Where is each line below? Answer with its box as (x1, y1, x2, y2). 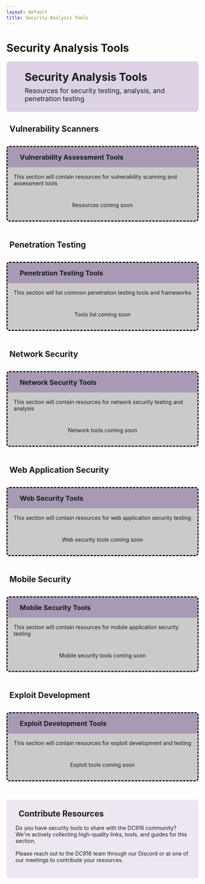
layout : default (6, 9, 48, 15)
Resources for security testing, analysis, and (24, 86, 165, 95)
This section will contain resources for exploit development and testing (13, 740, 192, 747)
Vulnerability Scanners (9, 124, 99, 135)
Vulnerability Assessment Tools (20, 153, 124, 162)
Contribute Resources (18, 809, 104, 819)
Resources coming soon (72, 201, 133, 209)
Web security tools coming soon (62, 536, 143, 543)
